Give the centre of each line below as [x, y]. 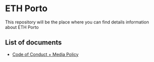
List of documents [33, 43]
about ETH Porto [22, 27]
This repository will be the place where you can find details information [77, 22]
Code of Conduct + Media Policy [45, 54]
